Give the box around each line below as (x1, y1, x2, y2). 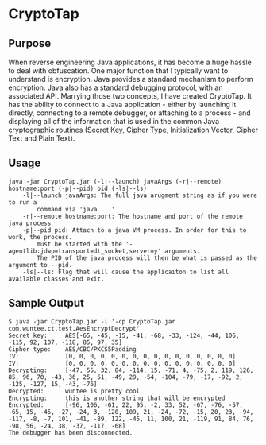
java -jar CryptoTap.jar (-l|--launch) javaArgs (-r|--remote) (8, 177, 222, 185)
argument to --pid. (8, 261, 73, 269)
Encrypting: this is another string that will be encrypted (8, 394, 226, 402)
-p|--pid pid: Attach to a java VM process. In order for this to (22, 226, 247, 234)
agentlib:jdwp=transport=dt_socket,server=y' (8, 247, 161, 255)
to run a (8, 198, 37, 207)
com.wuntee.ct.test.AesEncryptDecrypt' (8, 324, 141, 332)
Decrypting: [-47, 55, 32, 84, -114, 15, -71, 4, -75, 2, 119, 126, (8, 366, 254, 374)
